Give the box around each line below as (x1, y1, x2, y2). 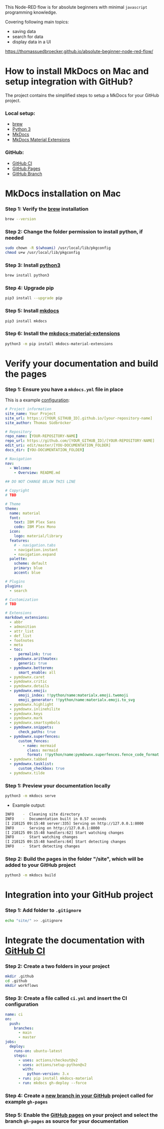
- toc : (9, 647, 23, 652)
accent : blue (14, 570, 41, 575)
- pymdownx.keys (9, 711, 43, 716)
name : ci (5, 1012, 23, 1017)
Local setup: (5, 110, 35, 117)
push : (9, 1021, 21, 1026)
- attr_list (9, 629, 34, 634)
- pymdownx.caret (9, 674, 45, 679)
